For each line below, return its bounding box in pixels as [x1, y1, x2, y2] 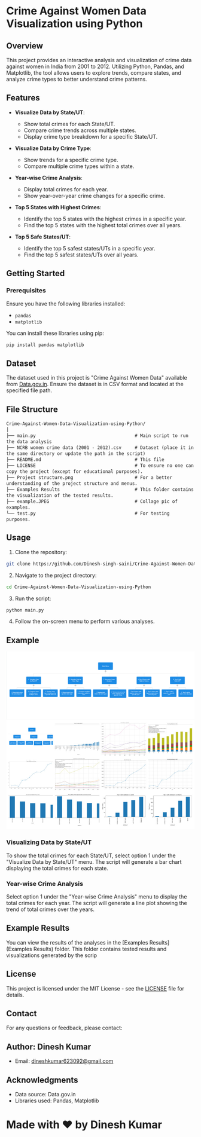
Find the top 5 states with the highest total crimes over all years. [23, 221, 182, 228]
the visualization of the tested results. [6, 493, 114, 499]
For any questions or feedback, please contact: [6, 1024, 123, 1032]
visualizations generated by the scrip [6, 952, 98, 959]
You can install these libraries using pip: [6, 329, 105, 337]
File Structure [6, 404, 58, 414]
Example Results [6, 923, 70, 933]
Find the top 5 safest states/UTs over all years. [23, 251, 139, 258]
